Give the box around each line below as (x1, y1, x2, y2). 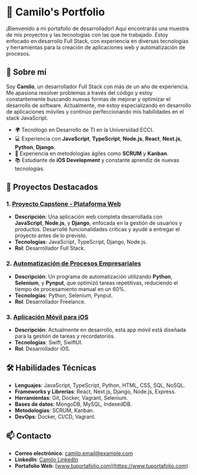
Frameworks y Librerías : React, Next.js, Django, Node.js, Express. (14, 387, 176, 395)
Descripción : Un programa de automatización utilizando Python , (14, 273, 173, 280)
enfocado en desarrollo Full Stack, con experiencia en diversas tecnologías (6, 37, 189, 44)
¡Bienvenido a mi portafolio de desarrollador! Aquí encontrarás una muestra (6, 25, 189, 32)
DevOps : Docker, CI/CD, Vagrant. (14, 413, 96, 420)
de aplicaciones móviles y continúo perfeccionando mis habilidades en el (6, 108, 184, 115)
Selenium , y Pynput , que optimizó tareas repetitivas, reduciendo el (14, 279, 178, 286)
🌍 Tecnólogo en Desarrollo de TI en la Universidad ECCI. (14, 126, 154, 133)
